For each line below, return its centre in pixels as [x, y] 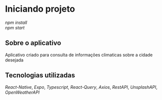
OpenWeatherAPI [22, 92]
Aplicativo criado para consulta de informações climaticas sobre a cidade [79, 55]
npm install [16, 22]
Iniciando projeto [40, 9]
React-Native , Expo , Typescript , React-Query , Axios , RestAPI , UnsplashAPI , [81, 87]
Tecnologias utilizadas [40, 75]
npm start [15, 27]
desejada [14, 60]
